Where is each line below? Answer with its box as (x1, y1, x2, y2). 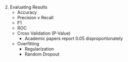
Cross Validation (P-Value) (17, 31, 71, 36)
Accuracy (17, 9, 37, 15)
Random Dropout (24, 51, 59, 57)
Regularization (24, 46, 54, 52)
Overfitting (17, 41, 40, 46)
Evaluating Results (9, 4, 48, 10)
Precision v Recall (17, 15, 54, 20)
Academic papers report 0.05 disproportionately (24, 35, 123, 41)
